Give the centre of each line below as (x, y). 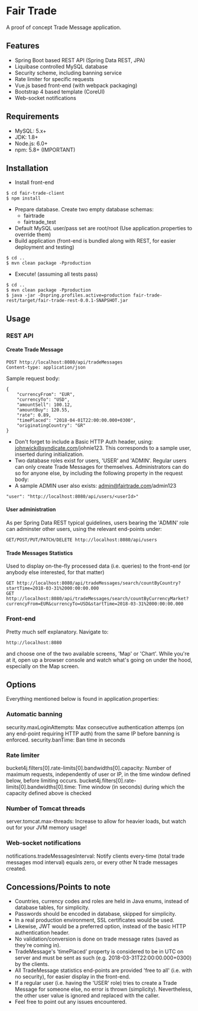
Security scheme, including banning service (68, 73)
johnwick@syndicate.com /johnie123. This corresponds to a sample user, (103, 447)
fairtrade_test (40, 222)
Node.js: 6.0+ (31, 143)
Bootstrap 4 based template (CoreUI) (60, 91)
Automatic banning (34, 714)
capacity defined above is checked (49, 793)
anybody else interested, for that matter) (55, 572)
